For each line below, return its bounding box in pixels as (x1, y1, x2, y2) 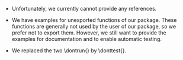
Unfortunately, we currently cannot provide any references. (11, 5, 157, 12)
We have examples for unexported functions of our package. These (11, 17, 177, 23)
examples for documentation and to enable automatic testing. (11, 36, 162, 42)
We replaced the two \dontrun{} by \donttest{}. (11, 47, 127, 54)
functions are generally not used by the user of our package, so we (11, 23, 176, 30)
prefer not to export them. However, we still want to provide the (11, 29, 167, 36)
